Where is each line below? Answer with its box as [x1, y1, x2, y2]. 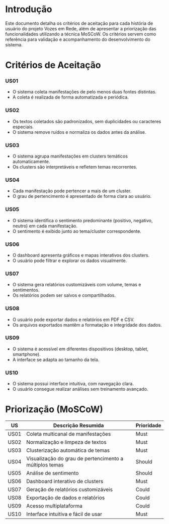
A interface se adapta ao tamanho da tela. [12, 356, 100, 362]
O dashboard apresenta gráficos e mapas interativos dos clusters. [12, 252, 150, 258]
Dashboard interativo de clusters [26, 478, 104, 485]
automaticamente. [12, 159, 50, 165]
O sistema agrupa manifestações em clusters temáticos [12, 153, 128, 160]
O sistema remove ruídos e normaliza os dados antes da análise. [12, 129, 146, 135]
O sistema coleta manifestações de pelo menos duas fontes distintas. [12, 89, 157, 95]
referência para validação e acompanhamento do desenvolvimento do [5, 36, 151, 42]
